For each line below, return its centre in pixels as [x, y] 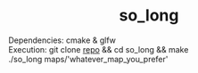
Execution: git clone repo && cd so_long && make [99, 49]
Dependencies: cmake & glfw [62, 40]
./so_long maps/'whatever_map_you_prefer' [88, 59]
